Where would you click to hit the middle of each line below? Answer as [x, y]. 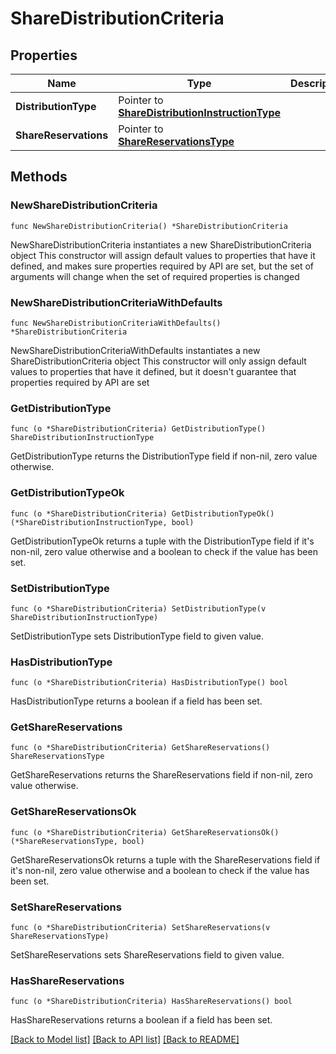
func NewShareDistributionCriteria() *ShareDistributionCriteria [149, 226]
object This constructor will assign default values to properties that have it [163, 255]
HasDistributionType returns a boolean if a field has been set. [136, 701]
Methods [39, 177]
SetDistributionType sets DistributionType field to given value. [137, 636]
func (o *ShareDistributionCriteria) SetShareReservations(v [140, 928]
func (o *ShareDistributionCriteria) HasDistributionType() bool [149, 683]
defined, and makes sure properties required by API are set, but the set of [162, 266]
